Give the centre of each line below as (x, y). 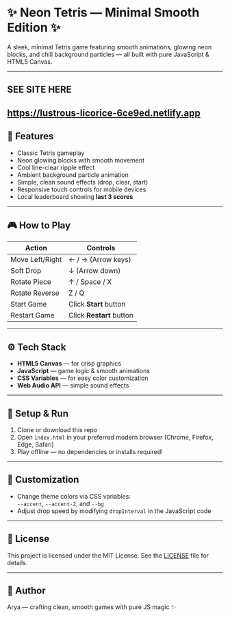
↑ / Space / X (90, 282)
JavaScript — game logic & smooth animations (84, 371)
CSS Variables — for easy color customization (82, 378)
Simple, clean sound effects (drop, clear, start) (82, 182)
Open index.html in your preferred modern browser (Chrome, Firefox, (115, 437)
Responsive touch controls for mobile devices (81, 189)
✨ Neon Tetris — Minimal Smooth (103, 13)
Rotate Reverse (35, 293)
